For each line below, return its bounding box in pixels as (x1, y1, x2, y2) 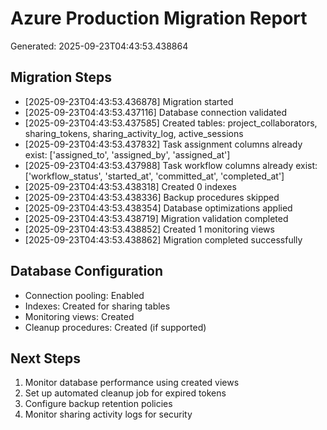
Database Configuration (10, 263, 164, 280)
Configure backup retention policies (24, 398, 173, 410)
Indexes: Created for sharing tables (24, 300, 171, 312)
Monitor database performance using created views (24, 377, 240, 389)
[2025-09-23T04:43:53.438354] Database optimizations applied (24, 202, 293, 214)
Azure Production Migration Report (10, 7, 308, 30)
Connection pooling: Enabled (24, 289, 145, 301)
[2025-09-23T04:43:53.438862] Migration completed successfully (24, 233, 303, 246)
